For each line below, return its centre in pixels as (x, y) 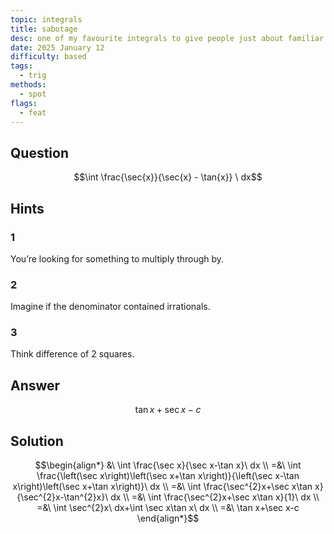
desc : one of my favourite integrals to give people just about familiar (167, 38)
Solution (37, 441)
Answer (35, 385)
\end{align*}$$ (168, 518)
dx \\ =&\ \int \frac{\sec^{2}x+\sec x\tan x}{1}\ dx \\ (215, 497)
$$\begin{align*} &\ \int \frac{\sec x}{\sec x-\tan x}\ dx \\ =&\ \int (168, 465)
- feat (33, 112)
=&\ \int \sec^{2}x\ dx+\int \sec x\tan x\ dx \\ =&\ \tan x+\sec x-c (168, 508)
